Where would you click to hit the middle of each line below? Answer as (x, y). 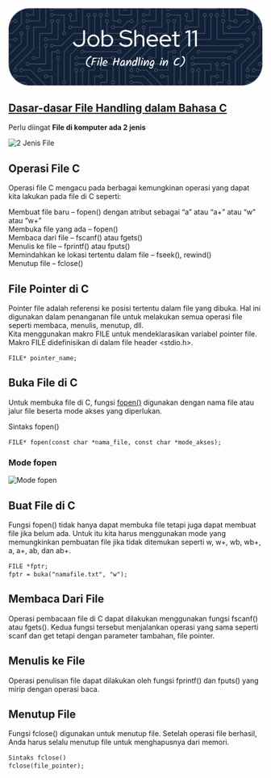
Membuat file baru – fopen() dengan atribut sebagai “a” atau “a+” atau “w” (132, 212)
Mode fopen (33, 462)
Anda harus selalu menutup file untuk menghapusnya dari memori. (119, 743)
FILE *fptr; (28, 567)
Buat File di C (42, 505)
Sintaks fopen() (34, 426)
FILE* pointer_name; (43, 359)
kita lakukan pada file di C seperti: (65, 197)
